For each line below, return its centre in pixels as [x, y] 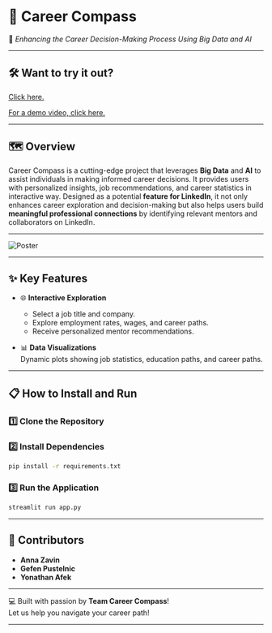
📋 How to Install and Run [73, 393]
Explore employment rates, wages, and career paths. [120, 323]
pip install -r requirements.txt [65, 466]
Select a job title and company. [84, 314]
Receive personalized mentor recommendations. [113, 331]
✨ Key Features [48, 278]
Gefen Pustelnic [47, 568]
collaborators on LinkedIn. [52, 222]
